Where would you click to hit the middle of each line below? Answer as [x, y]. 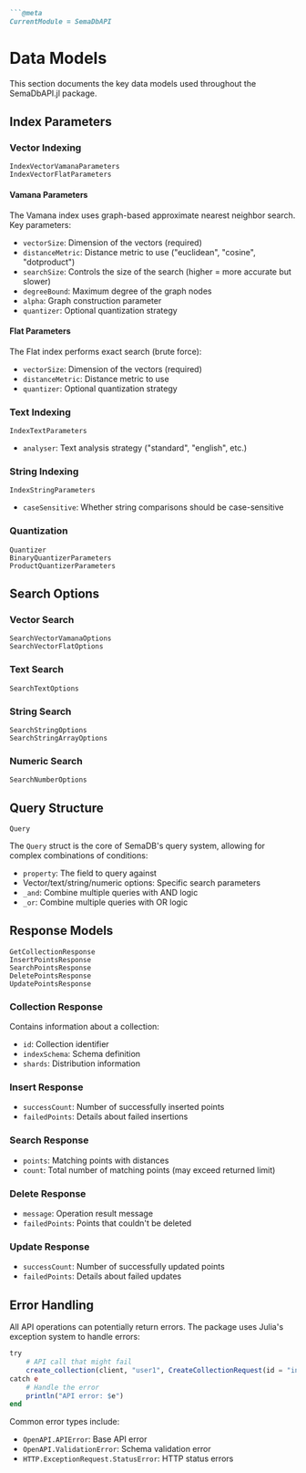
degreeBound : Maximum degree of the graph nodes [117, 291]
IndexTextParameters [49, 431]
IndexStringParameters [52, 491]
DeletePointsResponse [51, 976]
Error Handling [51, 1305]
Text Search [36, 669]
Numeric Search [46, 761]
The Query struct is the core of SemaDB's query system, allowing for [138, 846]
